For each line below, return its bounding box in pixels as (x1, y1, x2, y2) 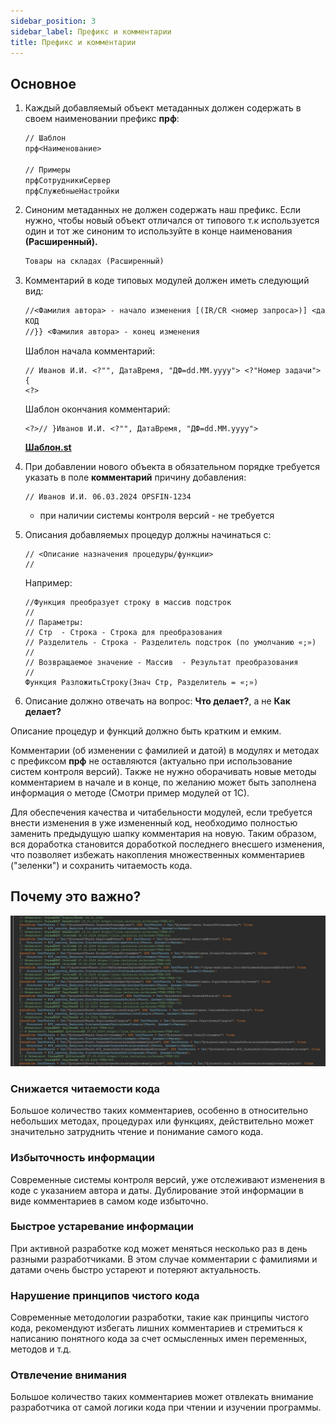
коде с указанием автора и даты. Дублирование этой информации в (10, 1184, 304, 1196)
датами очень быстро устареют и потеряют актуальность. (10, 1263, 262, 1275)
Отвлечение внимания (10, 1368, 127, 1382)
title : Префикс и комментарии (10, 37, 137, 47)
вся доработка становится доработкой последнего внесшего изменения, (10, 838, 325, 850)
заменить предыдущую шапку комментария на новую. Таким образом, (10, 827, 317, 839)
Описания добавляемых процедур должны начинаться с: (24, 528, 272, 540)
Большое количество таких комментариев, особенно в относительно (10, 1105, 309, 1117)
